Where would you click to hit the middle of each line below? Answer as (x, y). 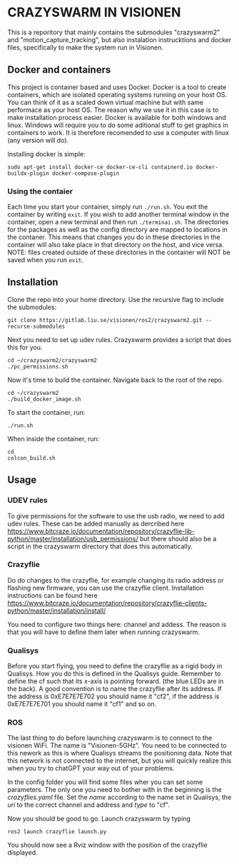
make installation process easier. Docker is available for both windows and (117, 117)
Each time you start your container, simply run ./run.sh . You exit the (108, 207)
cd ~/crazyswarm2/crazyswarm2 (52, 360)
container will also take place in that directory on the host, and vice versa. (116, 245)
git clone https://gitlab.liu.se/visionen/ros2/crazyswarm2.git (105, 320)
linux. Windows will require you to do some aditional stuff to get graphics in (118, 125)
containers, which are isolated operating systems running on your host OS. (117, 94)
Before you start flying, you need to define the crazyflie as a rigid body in (115, 666)
